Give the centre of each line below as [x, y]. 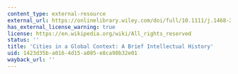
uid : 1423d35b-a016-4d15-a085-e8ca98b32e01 [73, 54]
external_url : [28, 20]
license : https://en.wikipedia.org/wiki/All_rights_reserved [100, 33]
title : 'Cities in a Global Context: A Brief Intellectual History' [110, 47]
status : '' [23, 40]
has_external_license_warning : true [61, 27]
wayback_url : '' [31, 60]
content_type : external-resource [57, 14]
